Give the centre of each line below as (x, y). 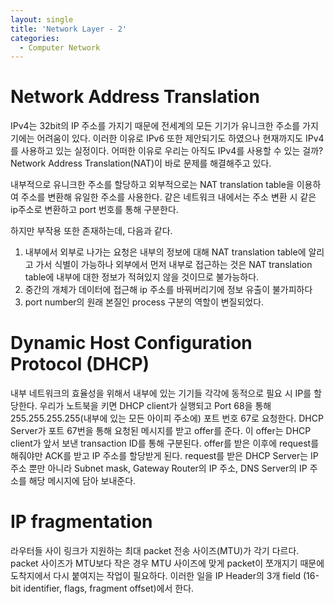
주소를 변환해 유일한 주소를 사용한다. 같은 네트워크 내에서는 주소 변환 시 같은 (168, 197)
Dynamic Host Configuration (131, 343)
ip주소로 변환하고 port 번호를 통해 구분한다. (94, 210)
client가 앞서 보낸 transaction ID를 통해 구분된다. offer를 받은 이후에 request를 (165, 443)
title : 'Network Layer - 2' (69, 29)
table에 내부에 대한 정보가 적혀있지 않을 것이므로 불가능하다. (142, 277)
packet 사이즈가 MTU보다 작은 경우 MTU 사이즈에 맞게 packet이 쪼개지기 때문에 (167, 563)
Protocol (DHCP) (80, 364)
